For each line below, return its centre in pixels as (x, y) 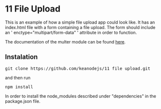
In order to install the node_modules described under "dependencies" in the (80, 96)
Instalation (21, 57)
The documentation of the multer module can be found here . (65, 41)
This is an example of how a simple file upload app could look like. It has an (80, 22)
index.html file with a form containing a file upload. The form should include (80, 27)
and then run (18, 78)
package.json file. (23, 101)
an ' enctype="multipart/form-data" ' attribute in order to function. (71, 32)
